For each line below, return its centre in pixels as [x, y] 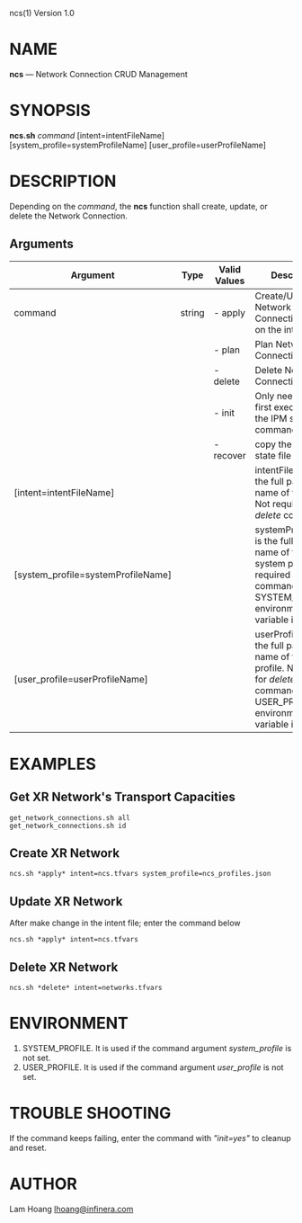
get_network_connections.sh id [68, 826]
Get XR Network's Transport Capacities [122, 797]
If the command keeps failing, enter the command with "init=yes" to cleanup [151, 1138]
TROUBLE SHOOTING [90, 1113]
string [192, 312]
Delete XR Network [64, 967]
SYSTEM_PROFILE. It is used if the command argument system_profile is [157, 1048]
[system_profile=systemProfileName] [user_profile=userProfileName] [138, 145]
